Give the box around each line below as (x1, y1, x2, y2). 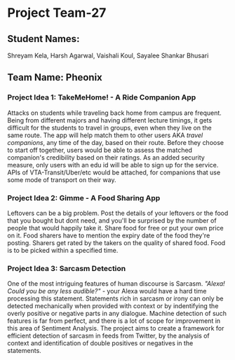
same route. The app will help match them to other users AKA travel (7, 131, 203, 139)
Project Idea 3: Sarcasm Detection (7, 263, 126, 273)
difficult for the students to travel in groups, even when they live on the (7, 123, 212, 132)
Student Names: (7, 33, 80, 45)
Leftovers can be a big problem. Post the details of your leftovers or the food (7, 209, 229, 217)
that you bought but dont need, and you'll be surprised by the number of (7, 216, 217, 225)
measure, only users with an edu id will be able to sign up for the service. (7, 160, 219, 169)
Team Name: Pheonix (7, 71, 103, 83)
